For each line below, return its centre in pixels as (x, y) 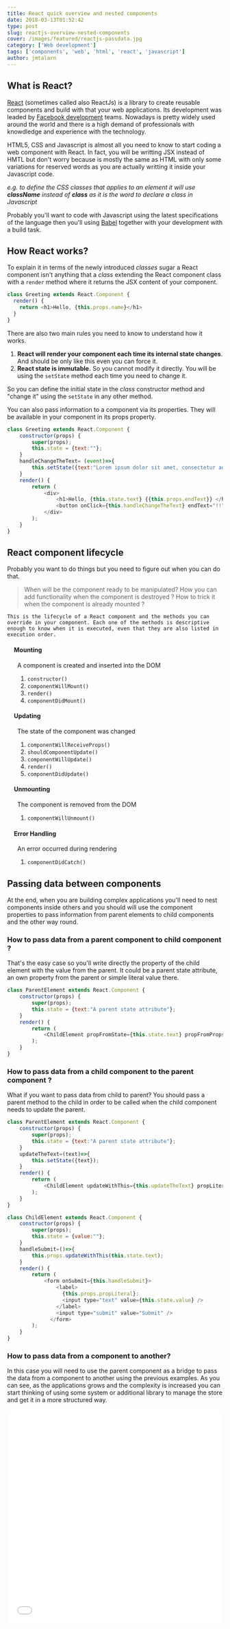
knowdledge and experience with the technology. (77, 132)
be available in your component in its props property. (81, 417)
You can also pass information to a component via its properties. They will (111, 409)
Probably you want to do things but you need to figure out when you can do (114, 569)
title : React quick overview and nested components (82, 13)
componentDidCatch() (56, 863)
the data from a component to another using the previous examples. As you (114, 1378)
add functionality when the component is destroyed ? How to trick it (119, 597)
